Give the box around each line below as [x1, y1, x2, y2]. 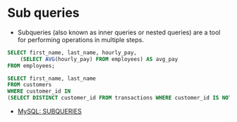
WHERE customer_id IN [7, 88, 71, 95]
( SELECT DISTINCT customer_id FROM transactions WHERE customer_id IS [7, 95, 219, 102]
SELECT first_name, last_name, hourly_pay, [7, 49, 138, 56]
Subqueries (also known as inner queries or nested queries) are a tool [17, 28, 221, 36]
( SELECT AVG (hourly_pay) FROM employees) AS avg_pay [20, 55, 178, 62]
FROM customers [7, 81, 52, 88]
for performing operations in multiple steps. [17, 35, 145, 43]
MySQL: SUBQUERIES [17, 107, 83, 116]
